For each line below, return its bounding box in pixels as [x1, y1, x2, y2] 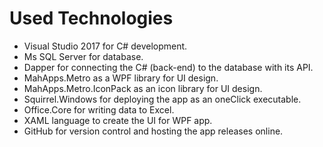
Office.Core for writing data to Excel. [23, 103, 175, 116]
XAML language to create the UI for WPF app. [23, 114, 213, 126]
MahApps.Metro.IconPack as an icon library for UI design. [23, 82, 263, 94]
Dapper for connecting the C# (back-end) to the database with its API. [23, 61, 314, 73]
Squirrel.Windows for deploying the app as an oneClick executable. [23, 93, 302, 105]
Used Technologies [9, 7, 174, 30]
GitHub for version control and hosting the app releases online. [23, 125, 284, 137]
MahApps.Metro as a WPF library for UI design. [23, 72, 219, 84]
